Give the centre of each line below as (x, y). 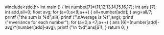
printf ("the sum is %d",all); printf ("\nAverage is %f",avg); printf (69, 17)
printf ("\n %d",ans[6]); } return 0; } (93, 27)
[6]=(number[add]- (140, 22)
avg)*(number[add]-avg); (31, 27)
